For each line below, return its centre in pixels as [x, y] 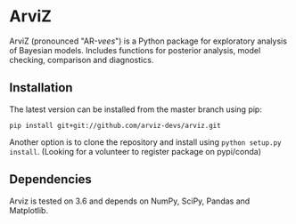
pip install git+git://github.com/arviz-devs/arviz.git [115, 125]
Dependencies [50, 180]
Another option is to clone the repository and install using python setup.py [145, 142]
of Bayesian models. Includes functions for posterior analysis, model [135, 50]
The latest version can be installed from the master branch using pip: [136, 109]
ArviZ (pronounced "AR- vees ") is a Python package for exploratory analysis [148, 41]
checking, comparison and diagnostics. [82, 60]
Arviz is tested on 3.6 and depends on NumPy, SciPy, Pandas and [130, 201]
